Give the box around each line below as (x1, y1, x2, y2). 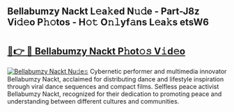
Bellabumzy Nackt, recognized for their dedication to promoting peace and (7, 90, 222, 98)
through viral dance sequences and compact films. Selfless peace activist (7, 83, 219, 90)
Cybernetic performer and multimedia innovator (89, 67, 227, 75)
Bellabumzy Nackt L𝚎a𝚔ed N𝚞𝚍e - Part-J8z (7, 6, 200, 17)
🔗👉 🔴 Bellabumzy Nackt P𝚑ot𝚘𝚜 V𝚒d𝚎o (7, 45, 186, 57)
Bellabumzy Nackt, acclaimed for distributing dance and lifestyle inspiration (7, 75, 224, 83)
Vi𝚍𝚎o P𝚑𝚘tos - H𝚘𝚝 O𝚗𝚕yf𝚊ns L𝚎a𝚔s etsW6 (7, 17, 209, 29)
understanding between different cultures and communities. (7, 97, 180, 105)
